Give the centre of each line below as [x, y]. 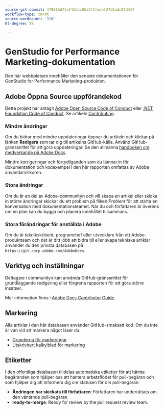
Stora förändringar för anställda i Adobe [53, 224]
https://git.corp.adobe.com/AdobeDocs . [45, 250]
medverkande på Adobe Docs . [36, 153]
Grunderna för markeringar [39, 339]
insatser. [14, 288]
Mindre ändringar [26, 126]
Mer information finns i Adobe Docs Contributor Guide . [60, 298]
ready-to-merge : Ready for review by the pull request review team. [80, 402]
